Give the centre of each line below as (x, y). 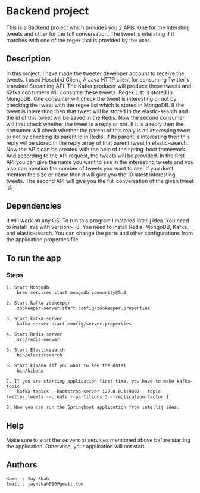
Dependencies (34, 206)
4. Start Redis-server (34, 334)
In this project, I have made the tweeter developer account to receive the (95, 73)
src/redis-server (38, 340)
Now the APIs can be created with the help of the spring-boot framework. (96, 149)
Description (28, 59)
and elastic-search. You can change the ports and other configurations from (100, 233)
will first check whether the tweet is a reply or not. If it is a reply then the (95, 124)
